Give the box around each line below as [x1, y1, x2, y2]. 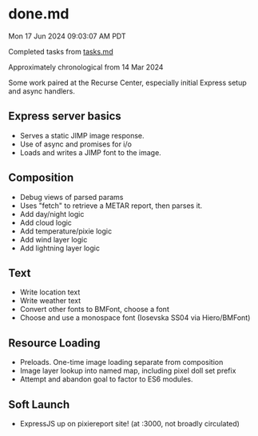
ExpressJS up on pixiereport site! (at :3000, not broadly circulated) [19, 419, 240, 428]
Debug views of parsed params [19, 192, 124, 202]
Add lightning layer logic [19, 243, 100, 253]
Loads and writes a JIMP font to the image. [19, 147, 161, 157]
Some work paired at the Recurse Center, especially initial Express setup [8, 78, 248, 87]
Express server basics [8, 110, 121, 123]
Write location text [19, 287, 81, 297]
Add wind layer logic [19, 234, 88, 244]
